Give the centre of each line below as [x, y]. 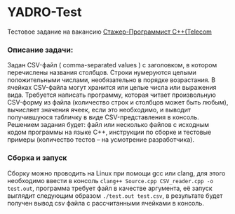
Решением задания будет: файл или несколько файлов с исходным [108, 125]
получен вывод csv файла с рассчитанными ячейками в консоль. [106, 203]
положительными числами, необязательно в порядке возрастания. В [112, 80]
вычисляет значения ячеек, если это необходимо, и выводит [99, 110]
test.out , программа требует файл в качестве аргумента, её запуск [110, 188]
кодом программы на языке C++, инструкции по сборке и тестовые [109, 132]
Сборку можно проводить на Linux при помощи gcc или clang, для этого [116, 173]
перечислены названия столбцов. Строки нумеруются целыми [102, 73]
